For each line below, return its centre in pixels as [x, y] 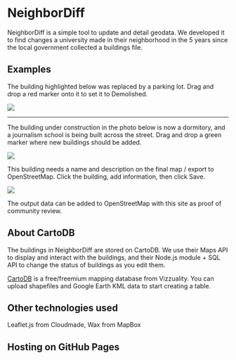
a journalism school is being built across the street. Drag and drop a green [114, 134]
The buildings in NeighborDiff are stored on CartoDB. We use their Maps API [118, 250]
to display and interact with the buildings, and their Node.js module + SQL [114, 257]
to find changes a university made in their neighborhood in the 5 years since [118, 39]
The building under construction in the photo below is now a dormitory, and [116, 127]
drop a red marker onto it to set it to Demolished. [78, 94]
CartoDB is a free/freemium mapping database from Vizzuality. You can [111, 278]
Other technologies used [63, 308]
